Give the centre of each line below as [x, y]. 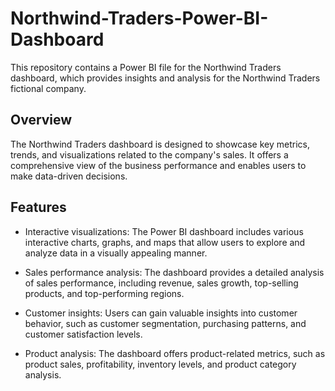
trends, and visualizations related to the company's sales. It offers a [149, 154]
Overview [41, 120]
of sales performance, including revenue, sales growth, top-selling [161, 283]
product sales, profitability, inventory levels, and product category [160, 364]
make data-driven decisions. [69, 176]
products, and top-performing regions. [104, 293]
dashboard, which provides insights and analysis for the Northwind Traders [165, 78]
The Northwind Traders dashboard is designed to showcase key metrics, [160, 144]
